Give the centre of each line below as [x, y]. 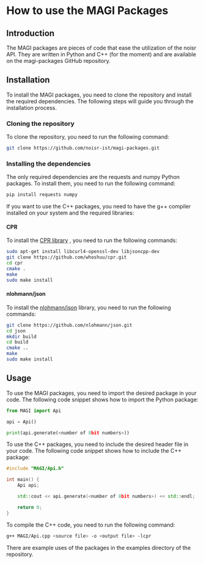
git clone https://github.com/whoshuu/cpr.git [67, 257]
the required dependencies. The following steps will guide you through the [100, 101]
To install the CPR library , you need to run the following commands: [92, 240]
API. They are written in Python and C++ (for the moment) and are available [101, 54]
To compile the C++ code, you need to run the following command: [91, 525]
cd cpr [15, 263]
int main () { [23, 480]
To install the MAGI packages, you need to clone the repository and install [99, 95]
